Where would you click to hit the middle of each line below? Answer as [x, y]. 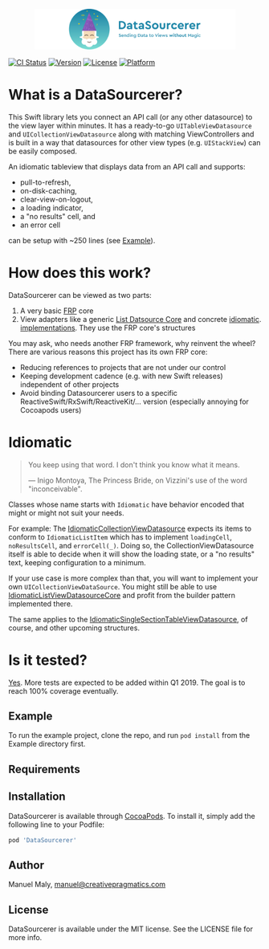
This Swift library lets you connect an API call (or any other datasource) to [130, 116]
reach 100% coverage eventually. [63, 690]
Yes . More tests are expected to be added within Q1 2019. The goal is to [127, 682]
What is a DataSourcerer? [96, 95]
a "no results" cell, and [58, 216]
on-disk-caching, [49, 190]
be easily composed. [43, 151]
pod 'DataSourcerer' [43, 840]
